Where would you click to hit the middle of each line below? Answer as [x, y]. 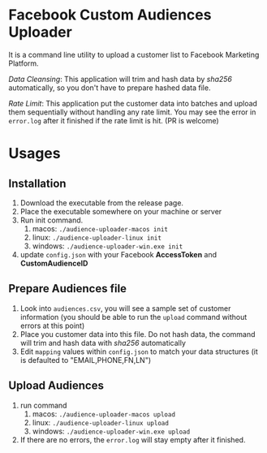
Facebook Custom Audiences [110, 15]
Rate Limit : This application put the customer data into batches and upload [133, 103]
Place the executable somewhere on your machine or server [121, 211]
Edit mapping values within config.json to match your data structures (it [139, 352]
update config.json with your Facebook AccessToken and [118, 254]
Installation [37, 183]
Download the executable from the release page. [102, 203]
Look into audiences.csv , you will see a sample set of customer [125, 308]
